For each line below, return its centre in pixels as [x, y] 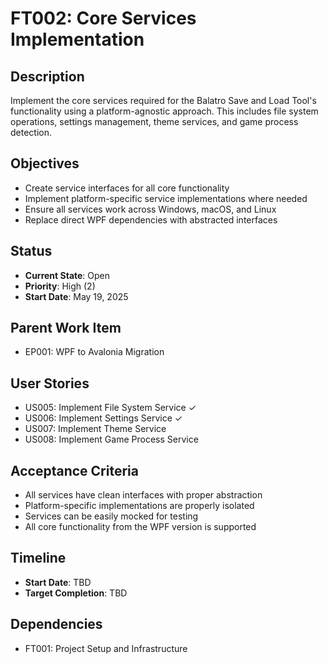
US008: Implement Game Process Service [111, 439]
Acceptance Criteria [74, 470]
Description [47, 76]
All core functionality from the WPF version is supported [140, 527]
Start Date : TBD [58, 582]
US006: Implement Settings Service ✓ [103, 418]
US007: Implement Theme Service [95, 429]
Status [31, 251]
